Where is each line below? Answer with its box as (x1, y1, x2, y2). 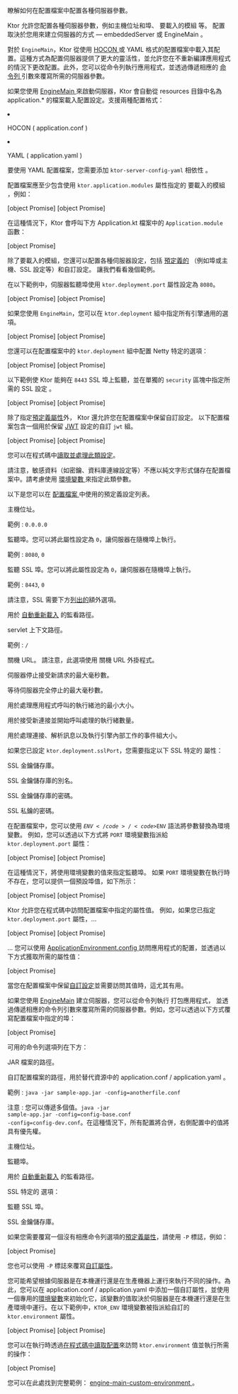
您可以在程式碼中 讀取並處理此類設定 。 (7, 451, 119, 459)
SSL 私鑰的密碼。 (7, 807, 58, 814)
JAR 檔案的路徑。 (7, 1058, 59, 1066)
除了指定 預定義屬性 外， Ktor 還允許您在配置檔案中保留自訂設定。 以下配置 (7, 414, 224, 421)
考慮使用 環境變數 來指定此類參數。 (31, 475, 135, 483)
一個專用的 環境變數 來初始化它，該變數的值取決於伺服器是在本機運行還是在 (7, 1294, 225, 1302)
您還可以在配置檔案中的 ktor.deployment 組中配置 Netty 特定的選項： (7, 347, 209, 355)
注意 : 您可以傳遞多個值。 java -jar (7, 1103, 110, 1112)
